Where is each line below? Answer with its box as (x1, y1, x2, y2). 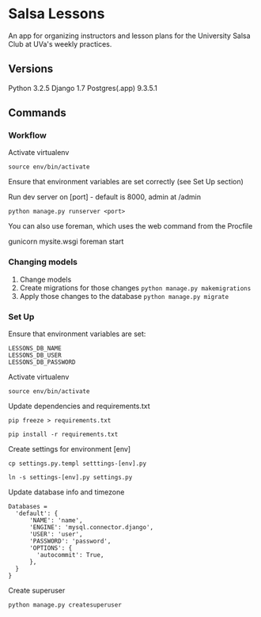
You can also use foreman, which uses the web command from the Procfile (8, 221, 253, 231)
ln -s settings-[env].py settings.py (8, 474, 133, 482)
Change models (19, 274, 72, 284)
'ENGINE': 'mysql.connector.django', (28, 524, 154, 532)
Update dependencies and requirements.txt (8, 401, 150, 411)
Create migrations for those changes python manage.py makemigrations (19, 282, 252, 293)
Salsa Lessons (8, 5, 105, 23)
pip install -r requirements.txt (8, 430, 119, 439)
